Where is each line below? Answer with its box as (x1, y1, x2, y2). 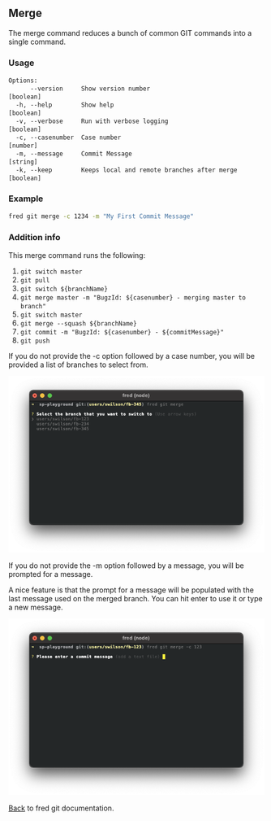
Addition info (8, 232, 61, 243)
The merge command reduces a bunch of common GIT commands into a (8, 28, 252, 37)
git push (19, 337, 50, 345)
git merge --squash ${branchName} (19, 319, 137, 328)
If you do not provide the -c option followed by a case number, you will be (8, 351, 256, 360)
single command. (8, 37, 67, 46)
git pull (19, 276, 50, 284)
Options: (8, 76, 38, 85)
